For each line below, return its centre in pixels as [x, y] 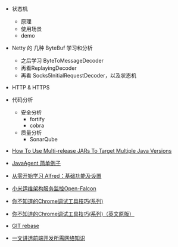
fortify [37, 119]
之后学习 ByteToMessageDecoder [62, 61]
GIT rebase [26, 226]
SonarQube [43, 139]
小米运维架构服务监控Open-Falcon [54, 189]
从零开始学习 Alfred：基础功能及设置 [57, 176]
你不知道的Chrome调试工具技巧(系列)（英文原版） [73, 214]
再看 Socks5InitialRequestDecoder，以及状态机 [79, 75]
